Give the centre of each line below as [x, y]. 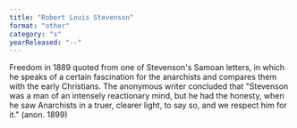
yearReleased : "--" [46, 42]
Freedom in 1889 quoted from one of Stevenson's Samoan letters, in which [147, 68]
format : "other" [39, 26]
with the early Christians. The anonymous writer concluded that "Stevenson [149, 86]
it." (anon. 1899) [39, 115]
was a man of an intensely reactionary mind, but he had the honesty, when [147, 96]
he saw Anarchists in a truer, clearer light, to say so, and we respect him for [148, 105]
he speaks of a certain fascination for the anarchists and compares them [143, 77]
